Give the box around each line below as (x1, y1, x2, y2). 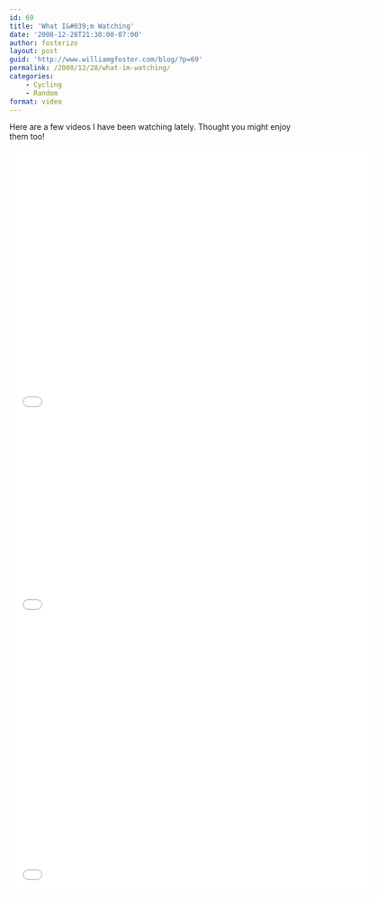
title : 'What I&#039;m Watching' (9, 22, 135, 31)
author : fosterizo (9, 38, 78, 48)
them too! (9, 132, 45, 142)
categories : (9, 72, 54, 81)
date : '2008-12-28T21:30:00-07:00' (9, 30, 143, 39)
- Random (25, 88, 58, 97)
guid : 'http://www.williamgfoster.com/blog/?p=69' (9, 55, 203, 64)
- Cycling (25, 80, 63, 89)
